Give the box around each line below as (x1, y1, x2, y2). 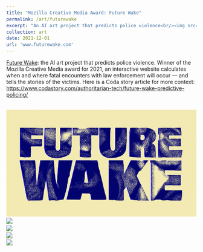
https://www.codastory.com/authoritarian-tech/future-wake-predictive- (6, 85, 185, 92)
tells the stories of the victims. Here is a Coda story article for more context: (6, 79, 195, 85)
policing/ (6, 91, 28, 98)
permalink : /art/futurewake (6, 16, 77, 22)
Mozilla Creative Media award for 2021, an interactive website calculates (6, 65, 187, 73)
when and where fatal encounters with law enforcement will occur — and (6, 72, 188, 79)
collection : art (6, 29, 47, 35)
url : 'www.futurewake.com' (6, 42, 74, 48)
